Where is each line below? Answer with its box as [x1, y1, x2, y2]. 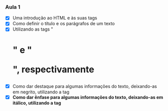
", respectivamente [12, 64, 95, 75]
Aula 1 [5, 4, 21, 11]
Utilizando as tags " [12, 26, 53, 32]
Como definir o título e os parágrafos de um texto [12, 21, 115, 27]
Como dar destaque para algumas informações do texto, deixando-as [12, 83, 157, 89]
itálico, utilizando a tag [12, 99, 61, 106]
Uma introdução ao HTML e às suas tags [12, 15, 97, 21]
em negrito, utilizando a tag [12, 89, 69, 95]
